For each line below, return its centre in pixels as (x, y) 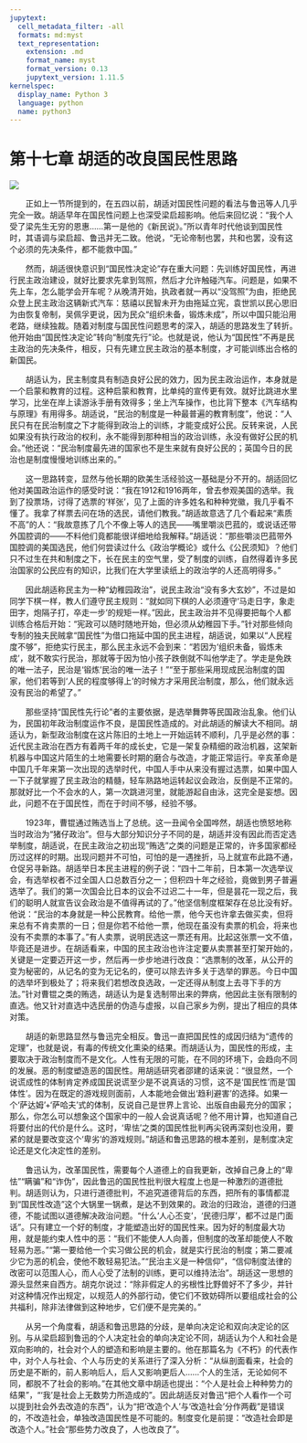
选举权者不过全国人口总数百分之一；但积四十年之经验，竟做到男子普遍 (165, 880)
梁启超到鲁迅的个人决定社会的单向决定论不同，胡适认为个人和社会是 (169, 1338)
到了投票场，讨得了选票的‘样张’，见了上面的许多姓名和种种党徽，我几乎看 (148, 502)
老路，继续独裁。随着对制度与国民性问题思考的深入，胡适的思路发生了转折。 (153, 326)
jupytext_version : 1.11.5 (75, 78)
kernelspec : (32, 86)
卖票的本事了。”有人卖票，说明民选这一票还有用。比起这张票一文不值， (165, 937)
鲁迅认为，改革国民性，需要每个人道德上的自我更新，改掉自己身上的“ (155, 1170)
